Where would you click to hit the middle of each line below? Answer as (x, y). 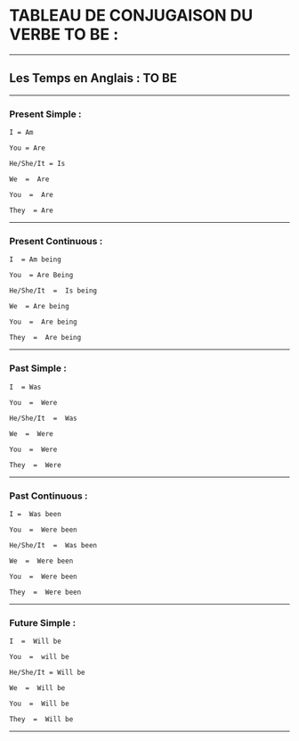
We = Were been (41, 561)
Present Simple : (45, 114)
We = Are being (39, 307)
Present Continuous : (56, 241)
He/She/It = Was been (53, 545)
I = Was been (36, 514)
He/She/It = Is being (53, 291)
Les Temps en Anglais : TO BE (93, 78)
